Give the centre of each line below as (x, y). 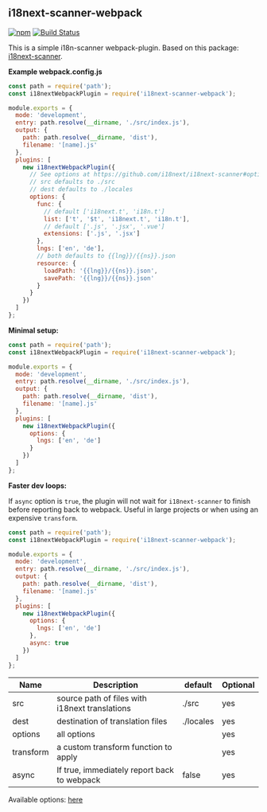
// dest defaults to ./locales (81, 189)
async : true (49, 643)
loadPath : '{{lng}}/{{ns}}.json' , (101, 271)
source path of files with (102, 698)
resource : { (57, 263)
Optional (238, 685)
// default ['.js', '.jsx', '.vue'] (104, 226)
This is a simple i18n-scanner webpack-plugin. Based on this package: (124, 48)
